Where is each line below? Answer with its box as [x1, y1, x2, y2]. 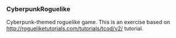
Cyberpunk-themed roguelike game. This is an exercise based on [6, 19, 171, 26]
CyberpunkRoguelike [6, 5, 71, 13]
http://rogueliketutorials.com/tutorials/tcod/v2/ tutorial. [6, 25, 144, 32]
